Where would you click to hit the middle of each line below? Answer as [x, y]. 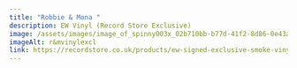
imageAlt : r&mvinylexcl [53, 42]
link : [19, 50]
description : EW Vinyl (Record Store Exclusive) [100, 26]
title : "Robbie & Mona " [55, 17]
